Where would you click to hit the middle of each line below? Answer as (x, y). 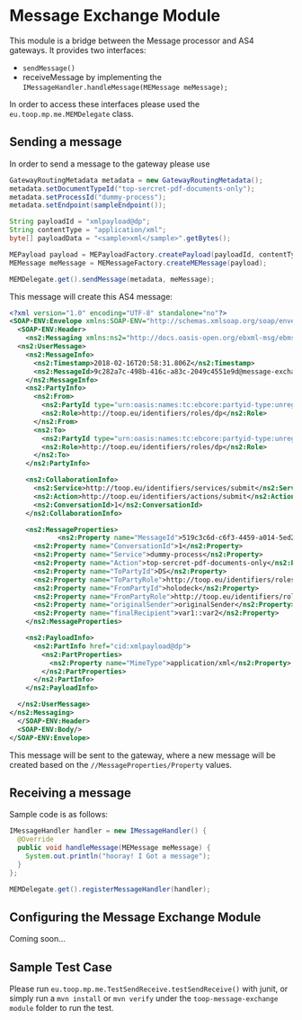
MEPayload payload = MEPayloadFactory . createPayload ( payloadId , (132, 254)
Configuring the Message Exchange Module (135, 917)
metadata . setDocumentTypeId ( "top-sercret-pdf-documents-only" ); (132, 189)
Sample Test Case (61, 967)
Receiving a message (71, 793)
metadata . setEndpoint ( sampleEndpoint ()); (88, 205)
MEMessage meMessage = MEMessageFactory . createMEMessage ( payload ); (138, 263)
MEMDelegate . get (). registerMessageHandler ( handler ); (110, 889)
